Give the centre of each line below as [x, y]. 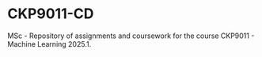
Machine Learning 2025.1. [49, 44]
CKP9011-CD [51, 14]
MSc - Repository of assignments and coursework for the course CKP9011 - [131, 36]
